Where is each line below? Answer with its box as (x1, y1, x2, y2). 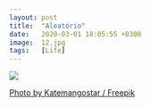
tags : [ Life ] (9, 46, 66, 55)
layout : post (9, 12, 58, 22)
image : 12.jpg (9, 37, 66, 47)
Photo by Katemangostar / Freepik (9, 87, 136, 98)
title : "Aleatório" (9, 21, 87, 30)
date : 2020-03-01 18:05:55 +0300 (9, 29, 142, 38)
